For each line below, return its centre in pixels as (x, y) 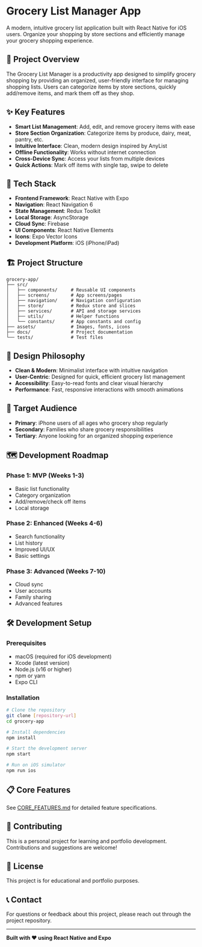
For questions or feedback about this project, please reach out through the (99, 914)
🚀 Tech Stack (31, 184)
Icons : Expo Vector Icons (46, 236)
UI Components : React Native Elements (64, 230)
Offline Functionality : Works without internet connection (85, 152)
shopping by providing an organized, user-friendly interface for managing (97, 80)
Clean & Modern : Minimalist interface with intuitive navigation (91, 370)
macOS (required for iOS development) (63, 656)
